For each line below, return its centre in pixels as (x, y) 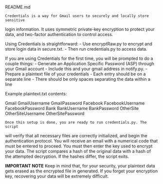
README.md (18, 7)
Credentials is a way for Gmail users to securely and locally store (77, 16)
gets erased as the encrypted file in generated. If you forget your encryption (81, 171)
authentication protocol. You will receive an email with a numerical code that (81, 141)
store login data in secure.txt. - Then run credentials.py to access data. (76, 49)
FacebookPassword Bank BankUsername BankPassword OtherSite (72, 108)
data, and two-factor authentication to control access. (59, 34)
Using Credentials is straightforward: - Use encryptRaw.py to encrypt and (79, 44)
